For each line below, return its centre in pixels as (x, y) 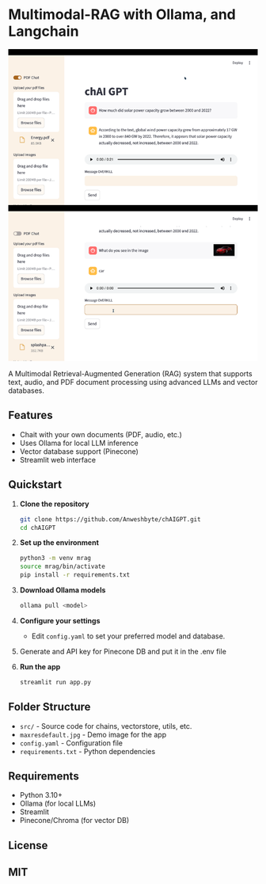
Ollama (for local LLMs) (58, 804)
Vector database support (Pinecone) (79, 451)
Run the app (40, 666)
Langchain (44, 31)
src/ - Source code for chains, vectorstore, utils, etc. (106, 726)
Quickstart (35, 485)
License (28, 845)
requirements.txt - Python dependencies (87, 751)
